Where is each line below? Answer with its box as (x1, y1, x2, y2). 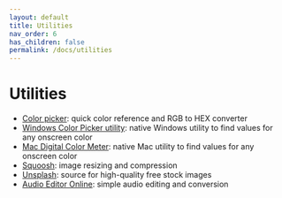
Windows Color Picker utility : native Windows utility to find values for (21, 123, 273, 133)
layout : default (9, 12, 69, 22)
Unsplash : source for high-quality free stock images (21, 170, 212, 180)
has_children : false (9, 37, 86, 47)
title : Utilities (9, 21, 73, 30)
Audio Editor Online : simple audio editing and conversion (21, 179, 229, 190)
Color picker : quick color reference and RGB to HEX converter (21, 113, 248, 124)
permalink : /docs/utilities (9, 46, 113, 55)
